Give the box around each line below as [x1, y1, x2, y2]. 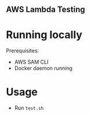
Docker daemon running [14, 65, 72, 72]
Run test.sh [14, 104, 44, 111]
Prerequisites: [6, 47, 39, 54]
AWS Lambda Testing [6, 5, 85, 15]
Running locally [6, 28, 83, 41]
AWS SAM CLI [14, 58, 49, 66]
